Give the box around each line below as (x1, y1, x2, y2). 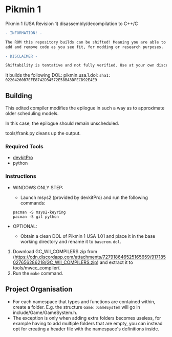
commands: (20, 199, 46, 206)
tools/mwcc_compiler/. (12, 264, 61, 271)
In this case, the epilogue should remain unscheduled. (5, 120, 119, 126)
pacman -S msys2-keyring (12, 210, 66, 215)
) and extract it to (97, 259, 133, 265)
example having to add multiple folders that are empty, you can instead (12, 320, 163, 326)
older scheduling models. (5, 110, 59, 117)
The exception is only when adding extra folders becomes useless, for (12, 314, 161, 321)
